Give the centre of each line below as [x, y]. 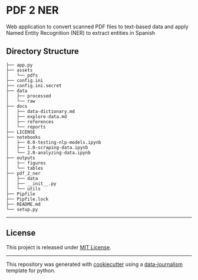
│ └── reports [26, 127]
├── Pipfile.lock [27, 199]
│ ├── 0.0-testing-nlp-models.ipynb [54, 142]
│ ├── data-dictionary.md [41, 111]
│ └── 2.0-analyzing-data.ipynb [49, 153]
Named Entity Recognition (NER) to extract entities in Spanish [81, 32]
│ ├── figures [26, 163]
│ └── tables [25, 168]
